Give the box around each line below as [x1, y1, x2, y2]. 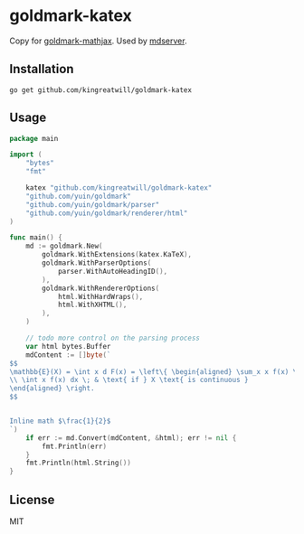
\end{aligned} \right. [9, 384, 95, 393]
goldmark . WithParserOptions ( [42, 258, 152, 267]
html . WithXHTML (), [57, 300, 128, 310]
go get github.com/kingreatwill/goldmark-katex [9, 85, 193, 95]
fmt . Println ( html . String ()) [25, 458, 131, 468]
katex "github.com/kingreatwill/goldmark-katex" [25, 183, 213, 192]
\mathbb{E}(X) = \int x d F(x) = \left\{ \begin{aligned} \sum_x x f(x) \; [9, 367, 301, 376]
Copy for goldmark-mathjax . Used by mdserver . [9, 35, 187, 46]
